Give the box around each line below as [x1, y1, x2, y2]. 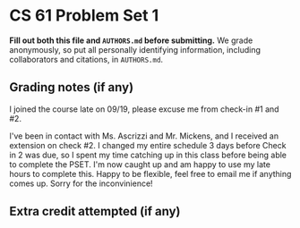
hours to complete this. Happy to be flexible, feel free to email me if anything [9, 168, 292, 179]
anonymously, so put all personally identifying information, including [9, 44, 261, 55]
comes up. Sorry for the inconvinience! [9, 178, 154, 189]
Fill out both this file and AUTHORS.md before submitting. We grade [9, 35, 253, 46]
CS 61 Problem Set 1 [9, 5, 159, 26]
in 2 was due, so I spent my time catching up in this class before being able [9, 149, 287, 160]
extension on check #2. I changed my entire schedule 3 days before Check [9, 139, 287, 150]
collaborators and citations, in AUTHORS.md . [9, 54, 164, 64]
